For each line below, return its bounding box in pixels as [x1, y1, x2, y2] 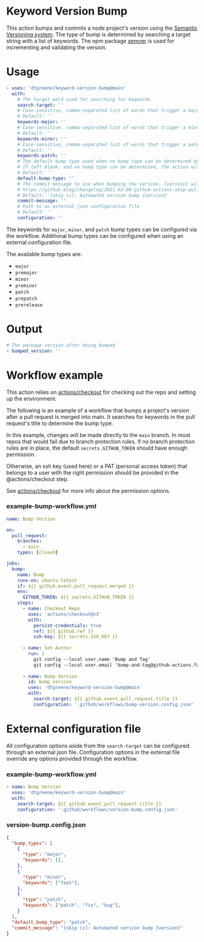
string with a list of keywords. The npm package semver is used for [6, 37, 175, 44]
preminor [15, 282, 38, 289]
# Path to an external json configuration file [17, 203, 140, 210]
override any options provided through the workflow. [6, 754, 138, 762]
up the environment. [6, 395, 57, 402]
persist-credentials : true [33, 622, 102, 629]
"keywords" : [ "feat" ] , [22, 879, 80, 886]
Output [6, 322, 42, 336]
